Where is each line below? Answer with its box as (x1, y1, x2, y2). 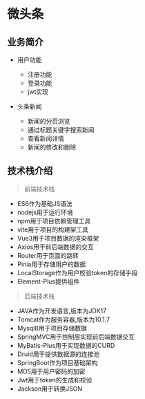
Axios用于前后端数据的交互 (17, 243, 95, 251)
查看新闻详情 (27, 134, 64, 142)
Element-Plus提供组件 (17, 277, 80, 286)
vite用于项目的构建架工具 (17, 225, 88, 234)
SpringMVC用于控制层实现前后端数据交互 (17, 333, 135, 341)
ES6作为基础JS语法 (17, 199, 72, 207)
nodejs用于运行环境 (17, 208, 73, 216)
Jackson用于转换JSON (17, 384, 83, 393)
